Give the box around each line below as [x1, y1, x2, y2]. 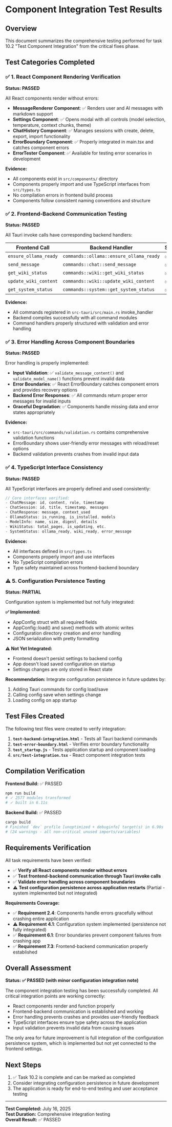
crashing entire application [12, 915, 69, 922]
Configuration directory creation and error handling [12, 630, 121, 636]
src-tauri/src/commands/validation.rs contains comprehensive [12, 429, 149, 435]
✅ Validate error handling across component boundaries [12, 878, 136, 885]
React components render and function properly [12, 1003, 115, 1009]
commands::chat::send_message [62, 261, 137, 268]
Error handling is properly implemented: [5, 360, 90, 366]
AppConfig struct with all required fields [12, 619, 97, 625]
